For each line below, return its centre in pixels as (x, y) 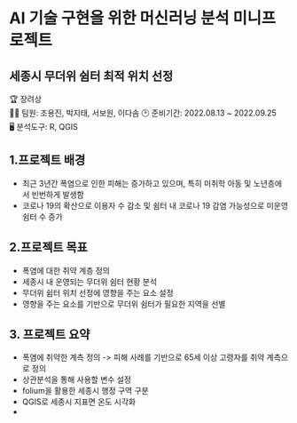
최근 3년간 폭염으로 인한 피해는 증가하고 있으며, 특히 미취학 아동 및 (137, 183)
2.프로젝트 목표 (49, 247)
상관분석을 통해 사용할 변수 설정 (76, 379)
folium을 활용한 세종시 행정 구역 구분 (85, 391)
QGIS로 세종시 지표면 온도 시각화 (78, 402)
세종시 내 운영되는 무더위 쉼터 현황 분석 (90, 282)
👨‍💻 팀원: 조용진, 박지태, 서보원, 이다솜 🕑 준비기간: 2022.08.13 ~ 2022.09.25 (143, 113)
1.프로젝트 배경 (47, 160)
